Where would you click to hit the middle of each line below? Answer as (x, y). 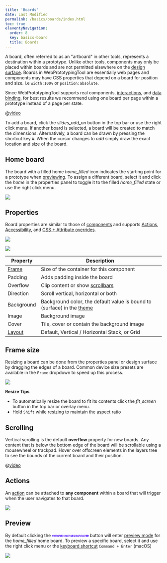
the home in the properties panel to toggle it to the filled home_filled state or (83, 182)
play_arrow (62, 536)
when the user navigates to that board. (45, 498)
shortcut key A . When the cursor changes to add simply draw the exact (78, 138)
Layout (16, 332)
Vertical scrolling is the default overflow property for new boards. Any (77, 439)
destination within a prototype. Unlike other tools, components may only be (82, 62)
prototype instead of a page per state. (44, 103)
